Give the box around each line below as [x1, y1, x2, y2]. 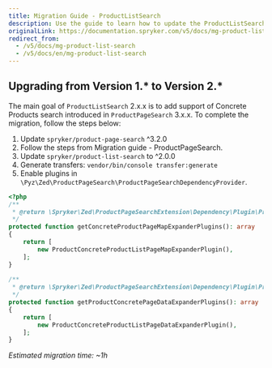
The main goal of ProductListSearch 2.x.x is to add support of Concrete [8, 101, 247, 110]
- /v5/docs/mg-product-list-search [15, 42, 136, 50]
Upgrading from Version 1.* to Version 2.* [8, 79, 223, 93]
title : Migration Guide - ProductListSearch [8, 11, 161, 20]
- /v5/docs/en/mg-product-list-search [15, 49, 147, 58]
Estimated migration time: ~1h [8, 350, 108, 361]
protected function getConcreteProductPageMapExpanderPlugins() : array [8, 223, 255, 231]
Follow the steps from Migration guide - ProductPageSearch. [19, 143, 223, 152]
